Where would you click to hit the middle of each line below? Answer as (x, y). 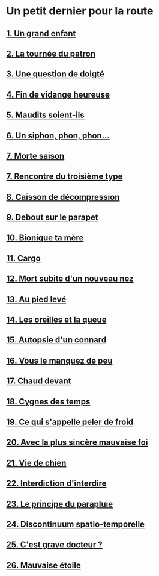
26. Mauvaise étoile (43, 565)
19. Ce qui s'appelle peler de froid (70, 422)
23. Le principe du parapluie (60, 504)
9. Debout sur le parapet (52, 218)
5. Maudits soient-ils (46, 115)
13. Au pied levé (36, 299)
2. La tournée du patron (51, 53)
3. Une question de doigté (55, 74)
